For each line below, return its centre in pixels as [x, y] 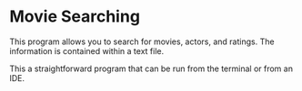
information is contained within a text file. [87, 50]
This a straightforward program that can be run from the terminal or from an [151, 68]
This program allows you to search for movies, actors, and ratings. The [142, 41]
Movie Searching [75, 17]
